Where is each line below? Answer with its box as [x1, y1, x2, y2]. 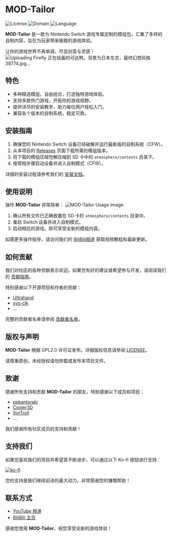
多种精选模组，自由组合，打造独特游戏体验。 [12, 91, 107, 97]
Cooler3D [12, 404, 33, 410]
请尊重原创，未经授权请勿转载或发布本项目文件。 [5, 358, 108, 363]
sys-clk [12, 300, 29, 306]
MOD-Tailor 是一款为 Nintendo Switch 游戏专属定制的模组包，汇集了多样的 [5, 31, 163, 37]
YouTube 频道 [12, 508, 42, 514]
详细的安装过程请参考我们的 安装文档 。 [5, 171, 87, 177]
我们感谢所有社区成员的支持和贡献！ [5, 425, 82, 432]
